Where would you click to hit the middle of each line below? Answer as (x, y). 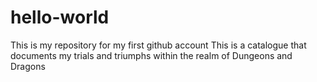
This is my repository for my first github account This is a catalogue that (158, 45)
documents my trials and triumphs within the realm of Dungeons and (151, 55)
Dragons (28, 66)
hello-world (60, 17)
